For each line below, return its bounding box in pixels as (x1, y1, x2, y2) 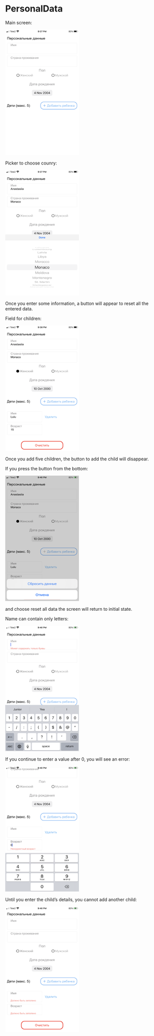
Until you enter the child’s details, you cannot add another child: (5, 896, 137, 903)
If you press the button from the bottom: (5, 465, 88, 471)
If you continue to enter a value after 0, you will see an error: (5, 756, 130, 762)
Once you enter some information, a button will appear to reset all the (5, 300, 149, 306)
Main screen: (5, 20, 33, 26)
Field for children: (5, 315, 42, 321)
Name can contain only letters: (5, 615, 69, 622)
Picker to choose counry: (5, 160, 57, 166)
